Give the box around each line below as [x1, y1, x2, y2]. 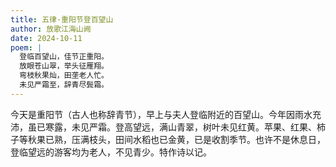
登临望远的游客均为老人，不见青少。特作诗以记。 [10, 146, 212, 158]
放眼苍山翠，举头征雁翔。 [19, 61, 110, 71]
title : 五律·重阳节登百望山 [10, 14, 114, 25]
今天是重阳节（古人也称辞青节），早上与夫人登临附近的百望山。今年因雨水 [10, 108, 313, 120]
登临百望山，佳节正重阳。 [19, 52, 110, 62]
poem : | [10, 42, 43, 53]
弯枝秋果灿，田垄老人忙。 [19, 71, 110, 81]
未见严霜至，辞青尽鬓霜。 [19, 80, 110, 90]
